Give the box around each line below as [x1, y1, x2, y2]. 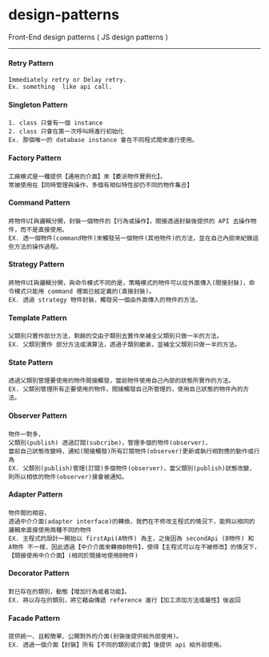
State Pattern [8, 357, 54, 367]
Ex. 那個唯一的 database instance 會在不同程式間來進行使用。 [8, 136, 199, 144]
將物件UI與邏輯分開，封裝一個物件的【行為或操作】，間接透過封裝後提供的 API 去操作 [8, 217, 251, 225]
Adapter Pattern [8, 489, 63, 499]
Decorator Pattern [8, 568, 70, 578]
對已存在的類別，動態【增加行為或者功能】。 [8, 587, 130, 595]
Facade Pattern [8, 613, 60, 623]
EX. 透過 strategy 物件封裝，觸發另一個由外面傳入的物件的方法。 [8, 295, 202, 304]
